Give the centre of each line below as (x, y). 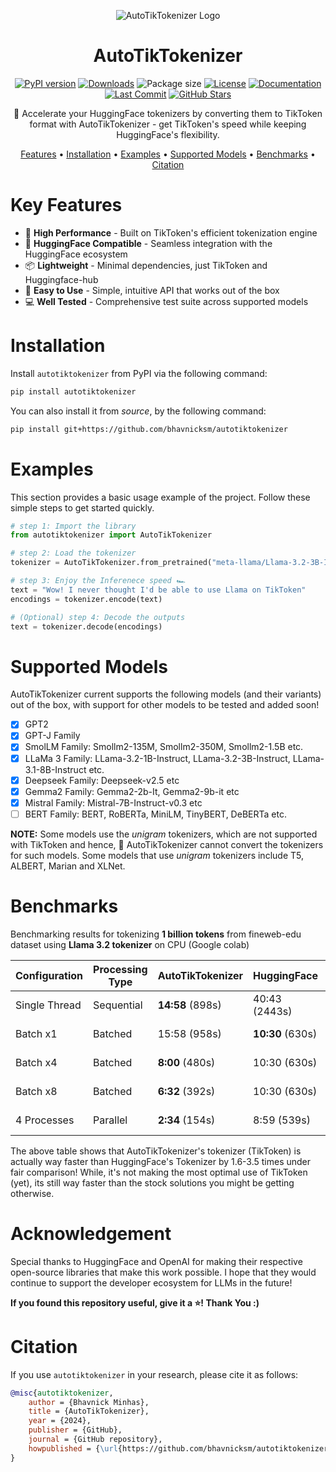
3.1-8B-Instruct (55, 769)
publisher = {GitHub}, (75, 1430)
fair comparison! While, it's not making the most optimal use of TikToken (159, 1172)
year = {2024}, (60, 1421)
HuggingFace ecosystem (76, 254)
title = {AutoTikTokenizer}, (89, 1411)
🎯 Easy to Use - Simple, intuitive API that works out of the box (152, 290)
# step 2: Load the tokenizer (73, 553)
